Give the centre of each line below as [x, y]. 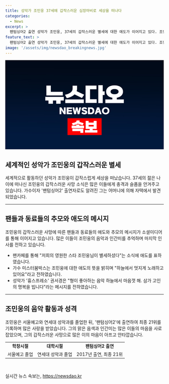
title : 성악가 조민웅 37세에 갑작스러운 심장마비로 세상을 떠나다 [63, 11]
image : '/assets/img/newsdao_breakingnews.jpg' [56, 48]
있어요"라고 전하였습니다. [37, 274]
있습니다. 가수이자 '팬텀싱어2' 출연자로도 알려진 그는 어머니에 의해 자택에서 [78, 190]
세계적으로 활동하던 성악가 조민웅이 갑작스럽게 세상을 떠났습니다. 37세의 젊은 [80, 178]
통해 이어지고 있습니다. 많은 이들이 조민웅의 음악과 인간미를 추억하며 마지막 [83, 238]
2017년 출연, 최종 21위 [100, 354]
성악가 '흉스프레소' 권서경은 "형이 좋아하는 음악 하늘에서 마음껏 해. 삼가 [82, 280]
